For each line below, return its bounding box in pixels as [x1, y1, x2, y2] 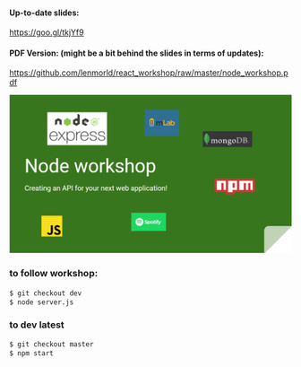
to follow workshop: [9, 267, 99, 280]
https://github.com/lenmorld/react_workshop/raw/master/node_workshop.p [9, 67, 288, 78]
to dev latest [9, 319, 64, 331]
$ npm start [9, 349, 54, 358]
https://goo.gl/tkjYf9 [9, 27, 84, 38]
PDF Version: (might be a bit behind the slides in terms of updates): [9, 48, 264, 58]
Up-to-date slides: [9, 7, 80, 18]
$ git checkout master [9, 340, 94, 349]
